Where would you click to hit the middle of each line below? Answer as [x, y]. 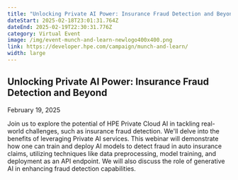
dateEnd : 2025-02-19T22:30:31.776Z [60, 27]
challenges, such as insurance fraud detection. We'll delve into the [122, 131]
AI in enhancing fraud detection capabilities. [72, 168]
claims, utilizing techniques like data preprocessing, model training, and [112, 153]
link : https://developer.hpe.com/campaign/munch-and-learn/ [98, 47]
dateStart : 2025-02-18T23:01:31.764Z [63, 20]
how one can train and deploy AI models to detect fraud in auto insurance [114, 146]
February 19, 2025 [34, 109]
